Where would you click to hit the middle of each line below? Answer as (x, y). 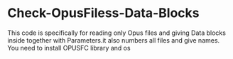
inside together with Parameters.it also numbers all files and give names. (114, 40)
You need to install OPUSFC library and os (69, 48)
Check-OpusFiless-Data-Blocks (104, 13)
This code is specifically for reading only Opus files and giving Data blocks (116, 33)
